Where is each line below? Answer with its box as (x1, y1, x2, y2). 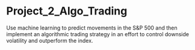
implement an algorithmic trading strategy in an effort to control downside (6, 30, 190, 37)
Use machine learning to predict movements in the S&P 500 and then (6, 24, 178, 31)
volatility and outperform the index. (6, 37, 93, 44)
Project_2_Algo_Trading (6, 4, 128, 18)
